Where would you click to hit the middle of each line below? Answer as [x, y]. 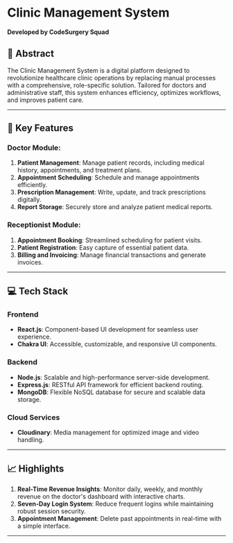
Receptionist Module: [44, 225]
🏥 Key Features [41, 128]
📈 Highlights [36, 469]
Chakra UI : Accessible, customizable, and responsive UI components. [117, 344]
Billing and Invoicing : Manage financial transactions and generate [112, 255]
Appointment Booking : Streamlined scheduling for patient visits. [110, 240]
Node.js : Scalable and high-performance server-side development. [113, 377]
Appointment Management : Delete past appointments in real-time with [119, 518]
